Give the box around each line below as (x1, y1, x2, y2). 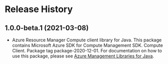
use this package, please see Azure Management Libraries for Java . (12, 53, 154, 59)
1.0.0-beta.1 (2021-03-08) (5, 24, 89, 32)
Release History (5, 4, 73, 15)
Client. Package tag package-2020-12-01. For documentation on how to (12, 48, 162, 53)
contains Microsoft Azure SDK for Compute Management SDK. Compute (12, 42, 163, 48)
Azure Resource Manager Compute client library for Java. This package (12, 37, 162, 43)
